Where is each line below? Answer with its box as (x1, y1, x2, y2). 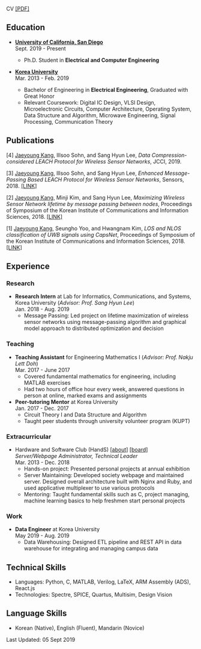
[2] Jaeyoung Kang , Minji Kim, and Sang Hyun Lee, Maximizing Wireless (6, 193, 185, 201)
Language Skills (6, 608, 67, 618)
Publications (6, 135, 55, 146)
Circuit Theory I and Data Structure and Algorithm (23, 411, 147, 418)
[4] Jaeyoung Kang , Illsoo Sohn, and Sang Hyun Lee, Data (6, 151, 151, 159)
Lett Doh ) (14, 360, 38, 367)
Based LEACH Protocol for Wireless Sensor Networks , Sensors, (27, 175, 184, 183)
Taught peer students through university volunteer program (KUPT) (23, 417, 190, 424)
